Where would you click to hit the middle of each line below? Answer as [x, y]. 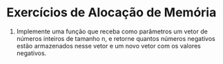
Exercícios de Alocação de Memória [111, 13]
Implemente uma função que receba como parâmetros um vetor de [112, 31]
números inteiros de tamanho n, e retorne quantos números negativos [116, 38]
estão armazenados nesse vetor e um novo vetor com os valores [108, 46]
